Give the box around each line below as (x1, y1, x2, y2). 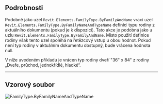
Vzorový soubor (5, 81, 55, 89)
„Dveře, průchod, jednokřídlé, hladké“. (5, 62, 81, 68)
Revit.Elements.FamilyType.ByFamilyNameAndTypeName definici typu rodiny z (5, 22, 155, 28)
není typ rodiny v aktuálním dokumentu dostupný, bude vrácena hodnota (5, 42, 150, 48)
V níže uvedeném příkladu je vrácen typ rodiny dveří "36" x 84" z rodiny (5, 57, 149, 62)
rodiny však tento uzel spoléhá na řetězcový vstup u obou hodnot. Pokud (5, 37, 151, 43)
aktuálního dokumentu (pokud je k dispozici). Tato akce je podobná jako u (5, 27, 152, 33)
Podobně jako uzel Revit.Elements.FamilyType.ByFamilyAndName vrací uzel (5, 16, 153, 22)
